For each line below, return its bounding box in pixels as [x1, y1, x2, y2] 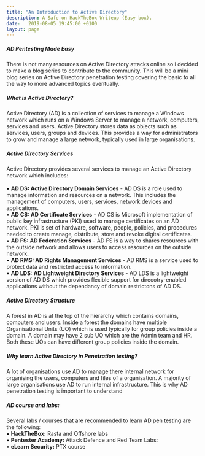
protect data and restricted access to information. [6, 263, 132, 271]
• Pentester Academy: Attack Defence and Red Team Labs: [6, 436, 158, 444]
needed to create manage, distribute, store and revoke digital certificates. [6, 231, 192, 238]
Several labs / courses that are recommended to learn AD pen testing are [6, 417, 191, 424]
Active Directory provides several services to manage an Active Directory [6, 165, 192, 172]
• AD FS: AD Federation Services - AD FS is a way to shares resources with [6, 237, 199, 244]
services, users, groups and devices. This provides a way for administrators [6, 129, 198, 137]
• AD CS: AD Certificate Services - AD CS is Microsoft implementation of [6, 211, 193, 218]
